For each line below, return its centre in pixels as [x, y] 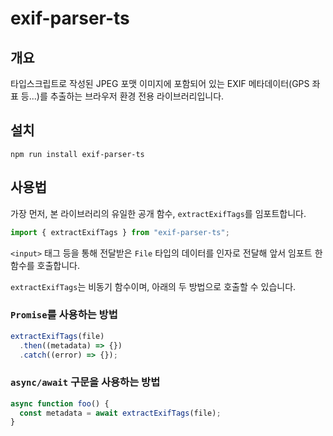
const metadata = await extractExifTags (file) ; [120, 413]
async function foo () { [60, 403]
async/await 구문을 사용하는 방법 [85, 382]
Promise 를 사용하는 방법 [64, 315]
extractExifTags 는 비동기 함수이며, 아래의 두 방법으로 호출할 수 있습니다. [153, 286]
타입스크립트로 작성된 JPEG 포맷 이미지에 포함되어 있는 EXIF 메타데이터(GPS [160, 83]
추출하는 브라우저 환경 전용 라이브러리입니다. [137, 96]
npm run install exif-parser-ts [77, 154]
